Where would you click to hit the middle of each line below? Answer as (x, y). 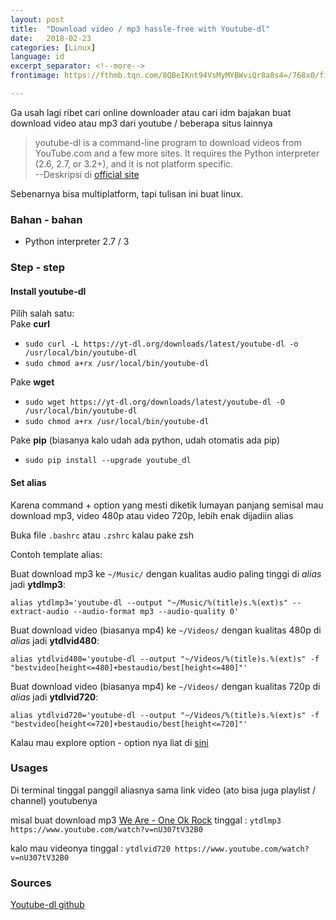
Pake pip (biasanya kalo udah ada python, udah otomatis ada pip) (145, 440)
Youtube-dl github (47, 905)
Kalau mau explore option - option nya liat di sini (109, 742)
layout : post (37, 19)
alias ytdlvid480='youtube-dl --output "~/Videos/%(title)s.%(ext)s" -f (165, 659)
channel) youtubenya (54, 800)
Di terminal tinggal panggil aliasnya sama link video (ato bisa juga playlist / (163, 790)
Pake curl (30, 324)
